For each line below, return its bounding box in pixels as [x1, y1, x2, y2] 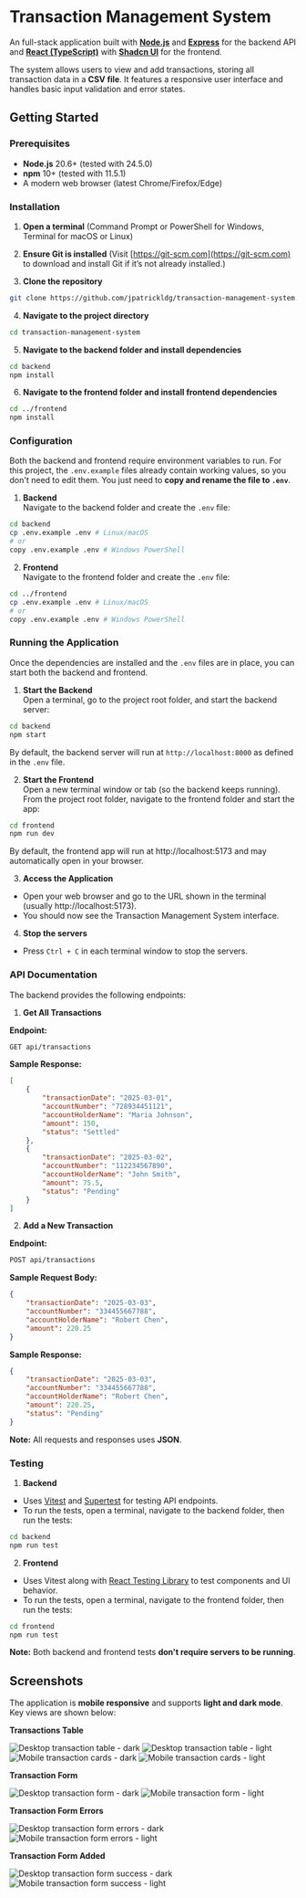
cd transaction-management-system [9, 327, 141, 337]
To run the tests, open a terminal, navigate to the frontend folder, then [22, 1594, 285, 1605]
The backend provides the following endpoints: [9, 989, 187, 1000]
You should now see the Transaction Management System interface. [22, 911, 280, 922]
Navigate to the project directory [22, 310, 149, 321]
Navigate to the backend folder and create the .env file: [22, 502, 230, 513]
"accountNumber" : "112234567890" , [42, 1162, 173, 1171]
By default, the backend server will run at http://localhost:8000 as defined [9, 746, 294, 757]
